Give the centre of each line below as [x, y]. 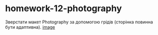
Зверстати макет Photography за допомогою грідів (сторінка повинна [79, 22]
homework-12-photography [64, 9]
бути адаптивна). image [30, 27]
